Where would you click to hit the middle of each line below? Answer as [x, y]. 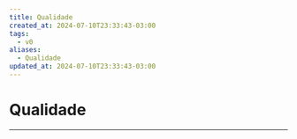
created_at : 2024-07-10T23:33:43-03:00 [83, 26]
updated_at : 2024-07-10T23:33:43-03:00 [83, 67]
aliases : [25, 50]
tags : [19, 33]
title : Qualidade [41, 17]
